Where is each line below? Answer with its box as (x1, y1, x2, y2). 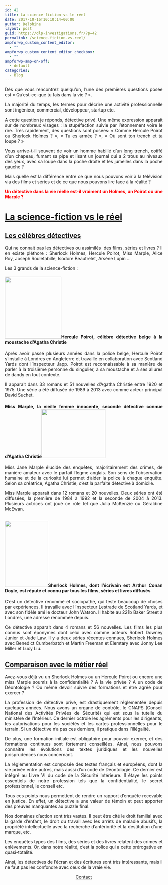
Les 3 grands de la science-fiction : (5, 265, 78, 271)
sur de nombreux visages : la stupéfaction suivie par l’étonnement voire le (5, 122, 163, 128)
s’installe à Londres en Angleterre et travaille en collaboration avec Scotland (5, 356, 163, 362)
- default (9, 63, 30, 68)
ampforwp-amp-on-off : (5, 59, 50, 64)
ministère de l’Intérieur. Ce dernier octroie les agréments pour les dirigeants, (5, 715, 163, 721)
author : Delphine (5, 21, 41, 27)
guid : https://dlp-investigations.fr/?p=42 (5, 31, 97, 36)
